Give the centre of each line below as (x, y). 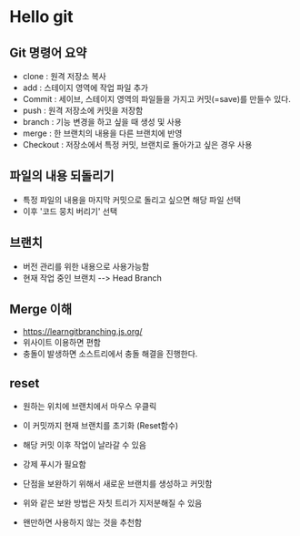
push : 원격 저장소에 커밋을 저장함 (83, 110)
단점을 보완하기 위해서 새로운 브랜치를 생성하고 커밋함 (117, 484)
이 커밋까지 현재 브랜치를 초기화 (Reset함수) (100, 426)
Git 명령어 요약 (48, 52)
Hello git (42, 17)
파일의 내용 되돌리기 (62, 176)
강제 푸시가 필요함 (54, 464)
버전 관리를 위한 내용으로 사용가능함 (86, 266)
